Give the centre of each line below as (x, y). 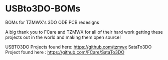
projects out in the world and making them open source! (63, 37)
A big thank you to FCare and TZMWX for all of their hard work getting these (84, 32)
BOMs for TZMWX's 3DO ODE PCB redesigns (52, 22)
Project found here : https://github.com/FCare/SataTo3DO (65, 52)
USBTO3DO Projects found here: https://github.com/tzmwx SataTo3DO (78, 47)
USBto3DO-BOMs (43, 9)
